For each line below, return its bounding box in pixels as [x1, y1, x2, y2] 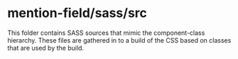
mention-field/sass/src [7, 5, 148, 21]
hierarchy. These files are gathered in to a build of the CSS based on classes [7, 36, 232, 44]
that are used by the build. [7, 43, 84, 52]
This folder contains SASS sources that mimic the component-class [7, 28, 205, 37]
